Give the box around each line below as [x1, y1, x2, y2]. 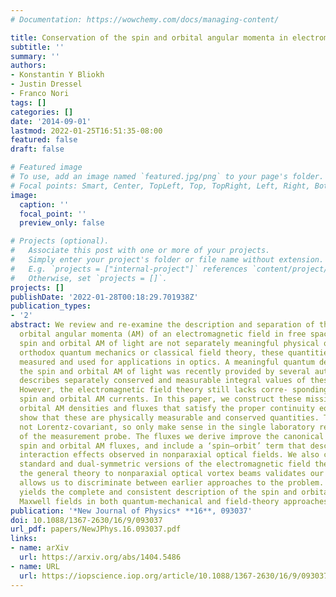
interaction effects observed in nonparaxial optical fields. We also [19, 450, 320, 460]
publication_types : [10, 301, 92, 311]
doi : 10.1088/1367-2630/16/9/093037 [10, 515, 163, 525]
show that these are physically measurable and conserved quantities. [19, 412, 320, 423]
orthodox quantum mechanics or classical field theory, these [19, 347, 284, 358]
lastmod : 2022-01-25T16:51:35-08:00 [10, 126, 163, 136]
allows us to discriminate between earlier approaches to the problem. [19, 478, 325, 488]
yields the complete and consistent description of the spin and [19, 487, 298, 497]
